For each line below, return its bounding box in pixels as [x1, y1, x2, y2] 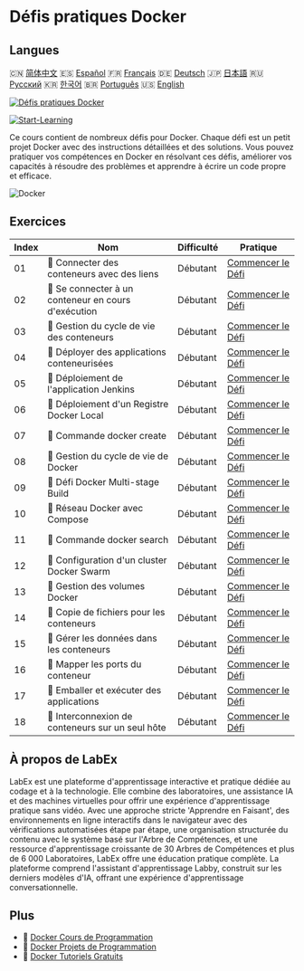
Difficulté [177, 241, 219, 253]
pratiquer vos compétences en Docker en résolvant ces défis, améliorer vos [9, 151, 292, 162]
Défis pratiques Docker [9, 6, 187, 27]
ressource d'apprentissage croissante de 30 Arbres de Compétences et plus [9, 843, 295, 854]
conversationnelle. [9, 881, 79, 892]
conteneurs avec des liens [47, 267, 159, 280]
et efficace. [9, 170, 52, 181]
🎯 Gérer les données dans [47, 632, 157, 644]
